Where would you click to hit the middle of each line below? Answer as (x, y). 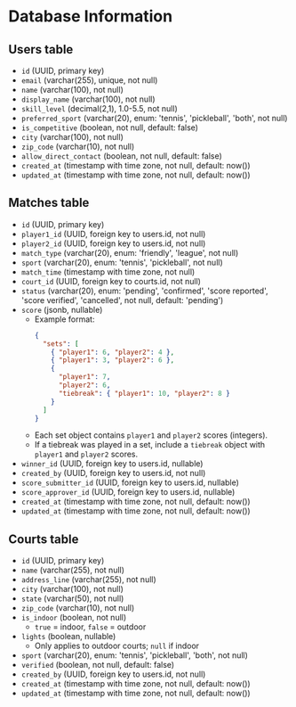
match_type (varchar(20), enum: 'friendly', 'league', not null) (130, 252)
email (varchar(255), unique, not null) (89, 80)
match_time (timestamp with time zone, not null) (108, 271)
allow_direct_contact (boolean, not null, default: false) (122, 156)
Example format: (64, 319)
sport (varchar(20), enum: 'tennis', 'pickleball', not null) (122, 262)
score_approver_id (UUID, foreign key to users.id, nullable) (128, 492)
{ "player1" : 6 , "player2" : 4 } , (113, 352)
